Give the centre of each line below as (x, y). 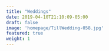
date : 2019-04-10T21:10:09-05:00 (47, 17)
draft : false (22, 22)
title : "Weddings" (29, 11)
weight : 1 (18, 39)
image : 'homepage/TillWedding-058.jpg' (55, 28)
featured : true (25, 33)
